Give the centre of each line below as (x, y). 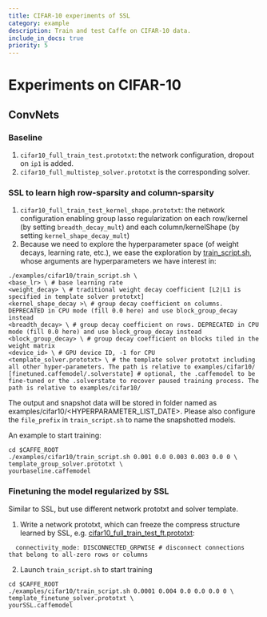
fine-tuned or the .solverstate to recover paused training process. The (134, 381)
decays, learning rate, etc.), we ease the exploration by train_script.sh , (135, 252)
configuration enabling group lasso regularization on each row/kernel (134, 219)
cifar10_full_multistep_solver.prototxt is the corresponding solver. (135, 172)
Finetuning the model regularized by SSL (89, 491)
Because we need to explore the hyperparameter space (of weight (129, 244)
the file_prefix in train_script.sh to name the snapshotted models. (122, 420)
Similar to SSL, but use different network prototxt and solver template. (123, 509)
